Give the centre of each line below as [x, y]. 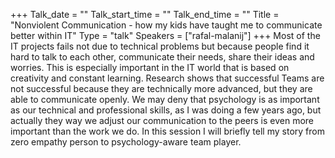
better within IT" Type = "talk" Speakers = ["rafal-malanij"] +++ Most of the [165, 35]
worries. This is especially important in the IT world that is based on [150, 67]
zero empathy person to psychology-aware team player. [126, 142]
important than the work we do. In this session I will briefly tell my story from [167, 131]
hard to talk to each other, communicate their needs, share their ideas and [162, 57]
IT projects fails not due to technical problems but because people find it [160, 46]
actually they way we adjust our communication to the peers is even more [162, 120]
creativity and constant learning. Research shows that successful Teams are [167, 78]
